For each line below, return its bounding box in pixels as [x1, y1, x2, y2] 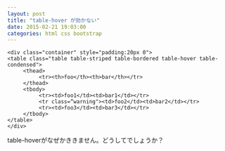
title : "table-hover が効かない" [7, 17, 100, 24]
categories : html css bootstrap [7, 29, 102, 37]
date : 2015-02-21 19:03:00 [7, 23, 86, 30]
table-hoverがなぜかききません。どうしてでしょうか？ [7, 136, 164, 145]
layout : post [7, 10, 46, 18]
